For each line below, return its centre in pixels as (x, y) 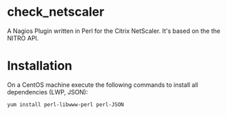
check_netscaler (56, 12)
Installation (40, 66)
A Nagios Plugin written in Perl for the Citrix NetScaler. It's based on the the (114, 31)
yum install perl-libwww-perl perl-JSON (66, 104)
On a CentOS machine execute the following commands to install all (103, 85)
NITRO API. (23, 38)
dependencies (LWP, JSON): (48, 92)
